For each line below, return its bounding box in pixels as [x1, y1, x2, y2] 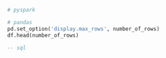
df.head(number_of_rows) [7, 32, 79, 39]
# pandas [7, 19, 33, 26]
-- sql [7, 44, 26, 51]
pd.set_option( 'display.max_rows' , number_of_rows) [7, 25, 160, 32]
